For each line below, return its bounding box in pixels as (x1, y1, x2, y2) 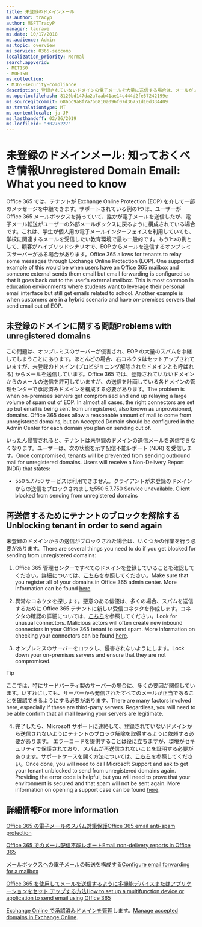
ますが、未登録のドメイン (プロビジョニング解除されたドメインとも (11, 362, 179, 370)
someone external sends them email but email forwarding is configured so (6, 270, 191, 277)
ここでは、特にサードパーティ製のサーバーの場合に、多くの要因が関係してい (6, 682, 195, 689)
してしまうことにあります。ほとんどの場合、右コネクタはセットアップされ (6, 355, 189, 362)
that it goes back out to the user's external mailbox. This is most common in (6, 277, 194, 284)
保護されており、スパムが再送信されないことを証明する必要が (41, 745, 194, 752)
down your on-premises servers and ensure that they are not (14, 651, 167, 658)
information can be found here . (14, 584, 92, 592)
